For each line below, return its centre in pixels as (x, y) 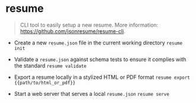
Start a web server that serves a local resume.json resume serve (91, 94)
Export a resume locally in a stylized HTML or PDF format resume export (102, 77)
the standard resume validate (50, 65)
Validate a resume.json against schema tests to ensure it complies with (100, 59)
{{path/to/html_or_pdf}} (45, 83)
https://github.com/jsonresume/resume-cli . (73, 31)
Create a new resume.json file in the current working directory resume (98, 43)
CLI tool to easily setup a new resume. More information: (89, 25)
